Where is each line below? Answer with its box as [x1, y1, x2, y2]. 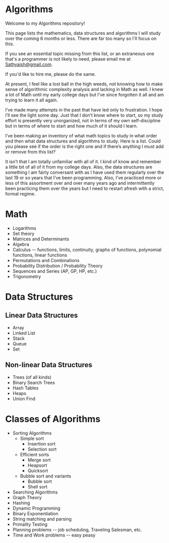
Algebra [12, 241, 29, 247]
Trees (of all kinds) [12, 374, 52, 380]
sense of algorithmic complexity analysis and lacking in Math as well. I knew [5, 86, 163, 92]
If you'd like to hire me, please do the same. [5, 71, 96, 77]
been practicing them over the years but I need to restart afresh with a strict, [5, 185, 164, 191]
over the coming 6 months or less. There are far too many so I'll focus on [5, 35, 157, 41]
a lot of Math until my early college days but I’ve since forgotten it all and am [5, 91, 164, 97]
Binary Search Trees [12, 379, 55, 385]
